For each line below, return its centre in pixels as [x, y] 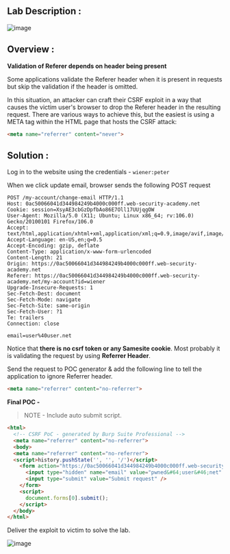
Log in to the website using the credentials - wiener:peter [88, 172]
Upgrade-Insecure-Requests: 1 [50, 288]
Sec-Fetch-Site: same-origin [49, 306]
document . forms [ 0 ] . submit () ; [67, 498]
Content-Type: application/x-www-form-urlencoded [79, 252]
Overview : [31, 50]
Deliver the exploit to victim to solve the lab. [69, 530]
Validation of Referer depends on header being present [87, 66]
